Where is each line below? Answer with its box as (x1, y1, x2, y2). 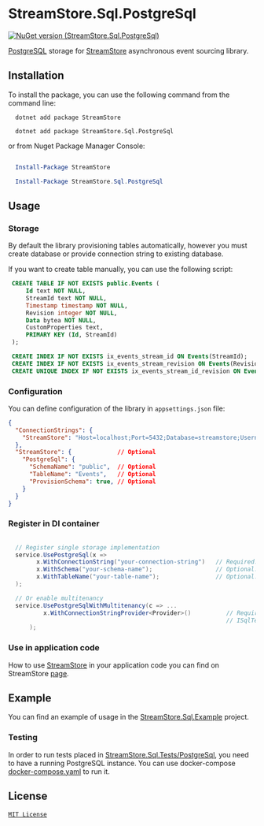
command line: (8, 98, 57, 107)
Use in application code (8, 642, 100, 653)
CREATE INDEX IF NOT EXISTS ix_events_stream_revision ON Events (11, 359, 230, 367)
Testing (8, 732, 38, 743)
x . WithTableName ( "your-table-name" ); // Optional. (36, 573, 258, 581)
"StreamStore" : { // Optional (15, 448, 156, 456)
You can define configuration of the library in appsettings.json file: (8, 404, 225, 413)
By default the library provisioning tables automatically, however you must (8, 241, 247, 251)
